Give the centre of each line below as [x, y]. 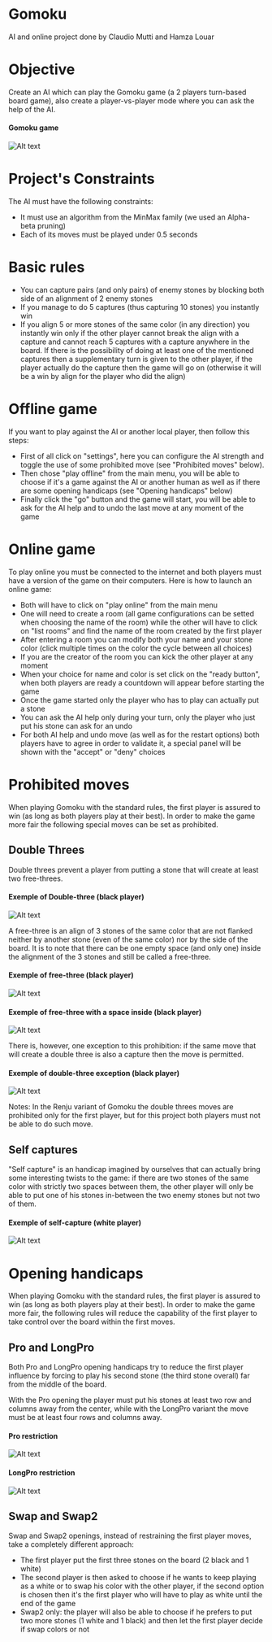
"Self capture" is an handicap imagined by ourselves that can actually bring [135, 1169]
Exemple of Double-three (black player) [76, 897]
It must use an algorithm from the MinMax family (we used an [123, 217]
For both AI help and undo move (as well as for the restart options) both [140, 734]
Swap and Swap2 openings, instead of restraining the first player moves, [130, 1536]
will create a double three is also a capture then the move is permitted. [126, 1055]
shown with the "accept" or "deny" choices [93, 751]
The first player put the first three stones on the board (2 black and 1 [134, 1560]
